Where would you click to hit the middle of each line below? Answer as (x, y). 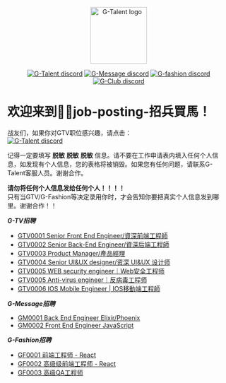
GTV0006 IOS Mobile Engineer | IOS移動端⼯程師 (89, 288)
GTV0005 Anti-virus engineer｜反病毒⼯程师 (82, 280)
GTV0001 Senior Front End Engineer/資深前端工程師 (93, 235)
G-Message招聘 (31, 303)
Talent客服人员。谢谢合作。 (47, 172)
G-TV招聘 (22, 220)
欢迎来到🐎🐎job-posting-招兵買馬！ (109, 112)
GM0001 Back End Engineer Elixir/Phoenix (79, 317)
